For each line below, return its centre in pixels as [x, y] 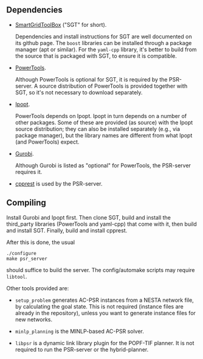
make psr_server [27, 259]
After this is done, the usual [40, 242]
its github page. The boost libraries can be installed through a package [103, 43]
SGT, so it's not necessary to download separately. [79, 92]
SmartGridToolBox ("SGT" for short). [61, 24]
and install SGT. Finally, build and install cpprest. [67, 230]
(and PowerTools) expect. [47, 142]
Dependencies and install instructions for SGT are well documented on [104, 37]
